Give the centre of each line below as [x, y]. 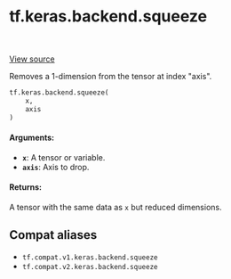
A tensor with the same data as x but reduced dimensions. [115, 207]
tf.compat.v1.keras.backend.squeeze [90, 257]
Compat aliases [53, 235]
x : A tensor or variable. [64, 157]
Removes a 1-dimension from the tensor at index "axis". [111, 76]
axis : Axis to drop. [56, 167]
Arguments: [32, 138]
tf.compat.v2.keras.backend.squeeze [90, 267]
